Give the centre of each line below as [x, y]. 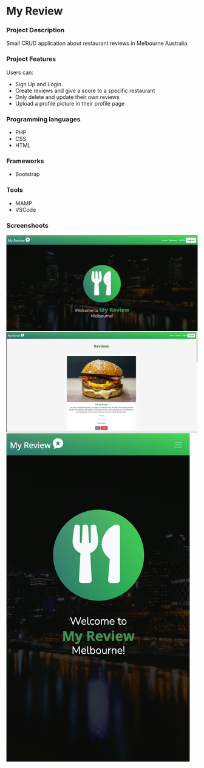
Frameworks [25, 161]
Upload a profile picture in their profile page [70, 103]
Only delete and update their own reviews [67, 97]
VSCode [25, 209]
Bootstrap [27, 174]
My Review [35, 11]
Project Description [36, 30]
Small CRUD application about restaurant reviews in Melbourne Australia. [98, 43]
